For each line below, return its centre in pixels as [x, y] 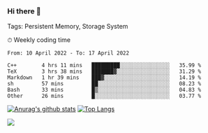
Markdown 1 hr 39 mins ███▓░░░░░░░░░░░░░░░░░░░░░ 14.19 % [104, 78]
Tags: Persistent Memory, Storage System [68, 27]
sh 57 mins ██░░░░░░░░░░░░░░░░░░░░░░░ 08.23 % [104, 84]
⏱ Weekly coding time [39, 40]
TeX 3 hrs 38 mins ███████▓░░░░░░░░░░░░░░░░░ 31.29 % [104, 72]
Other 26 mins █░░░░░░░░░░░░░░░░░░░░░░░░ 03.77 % [104, 96]
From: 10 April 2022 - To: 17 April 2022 [68, 53]
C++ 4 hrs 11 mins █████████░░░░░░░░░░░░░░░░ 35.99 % [104, 66]
